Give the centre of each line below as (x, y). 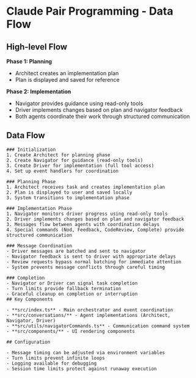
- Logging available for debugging (52, 363)
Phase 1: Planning (29, 61)
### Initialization (31, 150)
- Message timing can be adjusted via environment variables (86, 352)
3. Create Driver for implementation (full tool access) (80, 165)
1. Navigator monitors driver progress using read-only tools (87, 214)
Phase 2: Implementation (39, 92)
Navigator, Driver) (31, 321)
